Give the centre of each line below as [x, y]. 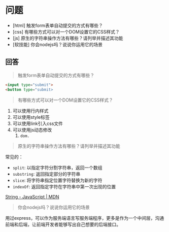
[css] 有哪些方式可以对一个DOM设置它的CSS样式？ [66, 31]
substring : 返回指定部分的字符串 [46, 174]
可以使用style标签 [31, 117]
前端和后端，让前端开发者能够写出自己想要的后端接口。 [63, 224]
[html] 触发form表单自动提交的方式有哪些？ [58, 25]
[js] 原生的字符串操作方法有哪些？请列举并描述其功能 [68, 38]
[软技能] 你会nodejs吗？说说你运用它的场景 [58, 44]
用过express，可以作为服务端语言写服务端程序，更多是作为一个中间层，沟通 [85, 218]
